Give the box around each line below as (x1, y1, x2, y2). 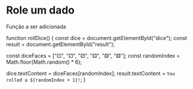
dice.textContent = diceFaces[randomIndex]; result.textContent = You (6, 70, 175, 77)
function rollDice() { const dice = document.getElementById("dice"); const (6, 34, 188, 41)
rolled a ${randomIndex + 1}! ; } (6, 76, 86, 83)
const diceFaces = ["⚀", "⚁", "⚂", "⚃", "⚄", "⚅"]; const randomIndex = (6, 52, 181, 59)
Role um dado (6, 4, 75, 17)
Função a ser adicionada (6, 23, 66, 30)
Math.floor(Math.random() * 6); (6, 58, 82, 65)
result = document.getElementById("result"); (6, 41, 115, 48)
